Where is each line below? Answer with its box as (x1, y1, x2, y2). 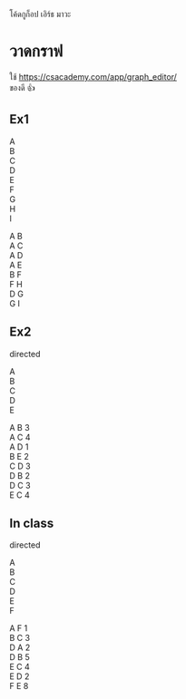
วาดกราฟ (9, 41, 64, 62)
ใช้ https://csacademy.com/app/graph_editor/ (9, 71, 177, 82)
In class (9, 515, 54, 530)
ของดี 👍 (9, 82, 36, 92)
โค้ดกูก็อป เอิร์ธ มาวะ (9, 9, 72, 19)
